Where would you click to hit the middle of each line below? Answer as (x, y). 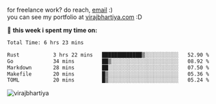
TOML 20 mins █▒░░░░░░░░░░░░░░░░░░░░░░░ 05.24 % (108, 80)
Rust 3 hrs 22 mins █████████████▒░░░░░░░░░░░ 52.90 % (108, 55)
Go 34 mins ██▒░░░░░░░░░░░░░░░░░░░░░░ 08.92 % (108, 61)
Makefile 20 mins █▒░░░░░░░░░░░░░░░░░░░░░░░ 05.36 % (108, 74)
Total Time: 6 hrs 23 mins (45, 43)
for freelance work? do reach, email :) (60, 10)
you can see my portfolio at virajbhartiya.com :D (75, 17)
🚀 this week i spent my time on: (52, 30)
